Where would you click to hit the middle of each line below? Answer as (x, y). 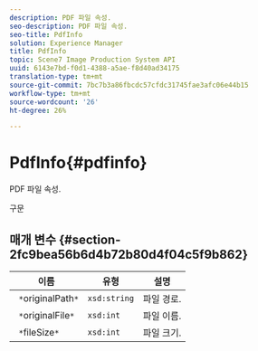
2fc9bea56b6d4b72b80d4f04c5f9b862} (129, 254)
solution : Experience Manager (67, 43)
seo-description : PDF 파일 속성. (69, 26)
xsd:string (110, 298)
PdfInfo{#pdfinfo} (78, 163)
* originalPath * (49, 298)
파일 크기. (162, 333)
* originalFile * (47, 315)
